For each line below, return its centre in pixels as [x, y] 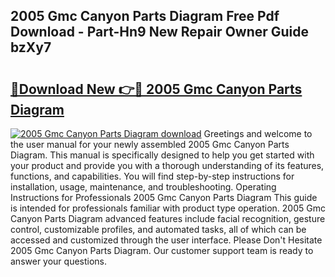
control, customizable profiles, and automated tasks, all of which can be [158, 229]
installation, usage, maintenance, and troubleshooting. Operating [143, 187]
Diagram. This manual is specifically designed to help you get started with [162, 155]
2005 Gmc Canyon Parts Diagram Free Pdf [145, 16]
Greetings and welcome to [258, 133]
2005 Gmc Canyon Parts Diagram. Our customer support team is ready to [162, 250]
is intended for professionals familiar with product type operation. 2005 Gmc [168, 208]
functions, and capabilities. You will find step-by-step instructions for [152, 176]
